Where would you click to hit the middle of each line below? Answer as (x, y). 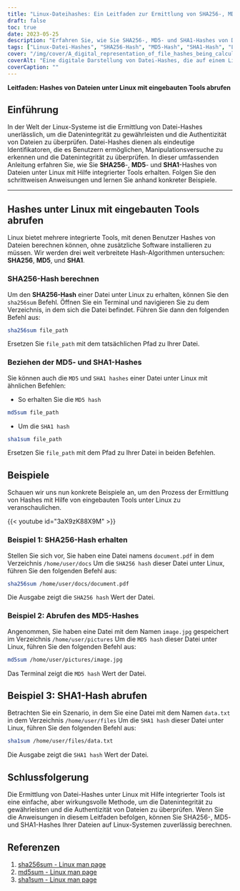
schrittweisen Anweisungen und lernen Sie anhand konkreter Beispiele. (112, 180)
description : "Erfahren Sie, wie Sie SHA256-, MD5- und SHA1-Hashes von (118, 41)
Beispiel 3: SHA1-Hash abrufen (77, 696)
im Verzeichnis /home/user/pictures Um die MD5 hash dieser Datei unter (112, 639)
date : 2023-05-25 (33, 34)
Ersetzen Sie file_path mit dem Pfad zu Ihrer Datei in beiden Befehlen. (111, 453)
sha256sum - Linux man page (62, 864)
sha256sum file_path (38, 330)
